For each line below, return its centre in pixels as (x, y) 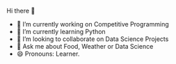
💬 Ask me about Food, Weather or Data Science (85, 46)
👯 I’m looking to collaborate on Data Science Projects (93, 39)
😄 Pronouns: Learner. (48, 54)
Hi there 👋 (21, 11)
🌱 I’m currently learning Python (61, 32)
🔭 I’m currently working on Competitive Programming (93, 24)
